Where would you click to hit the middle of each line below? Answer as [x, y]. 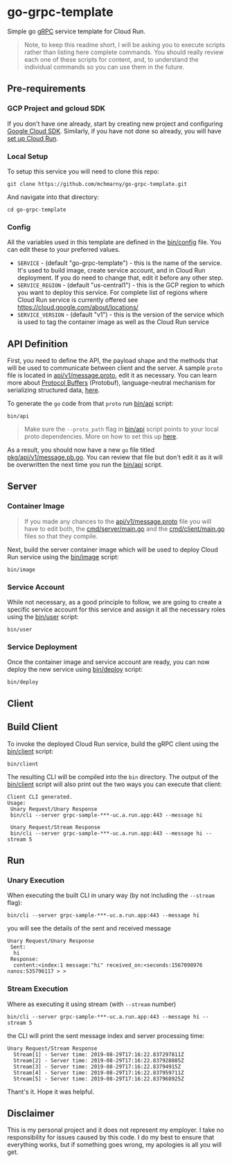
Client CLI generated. [40, 797]
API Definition [38, 344]
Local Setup [28, 156]
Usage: [17, 803]
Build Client [33, 727]
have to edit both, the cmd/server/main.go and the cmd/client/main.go [124, 529]
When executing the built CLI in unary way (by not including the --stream [111, 895]
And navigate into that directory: [53, 197]
